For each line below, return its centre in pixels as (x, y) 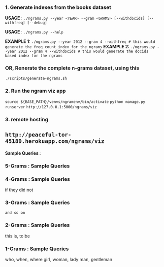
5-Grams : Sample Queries (37, 166)
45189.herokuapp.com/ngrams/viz (55, 141)
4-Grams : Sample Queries (38, 179)
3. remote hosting (27, 119)
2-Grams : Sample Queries (37, 225)
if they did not (19, 190)
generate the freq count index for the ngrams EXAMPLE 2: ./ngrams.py (80, 47)
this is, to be (17, 236)
